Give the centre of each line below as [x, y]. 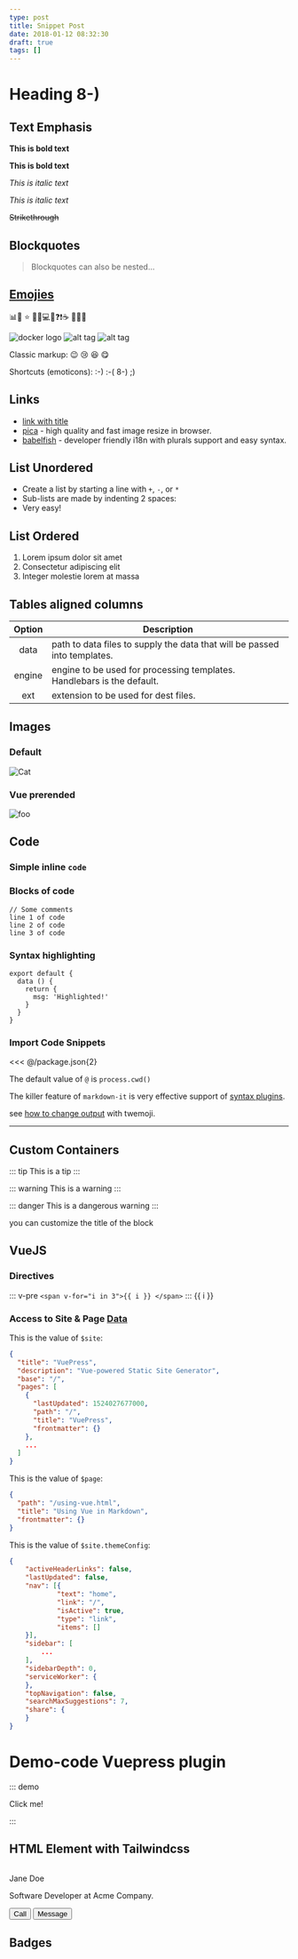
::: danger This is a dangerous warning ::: [84, 1206]
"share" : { [45, 1710]
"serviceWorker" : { [61, 1676]
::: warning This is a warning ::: [65, 1188]
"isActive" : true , [90, 1611]
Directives [32, 1276]
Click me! [27, 1803]
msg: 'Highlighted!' [71, 996]
